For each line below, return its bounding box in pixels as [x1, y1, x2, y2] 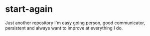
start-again [5, 3, 53, 15]
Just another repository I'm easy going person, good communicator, [5, 20, 146, 26]
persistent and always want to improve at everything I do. [5, 25, 123, 31]
